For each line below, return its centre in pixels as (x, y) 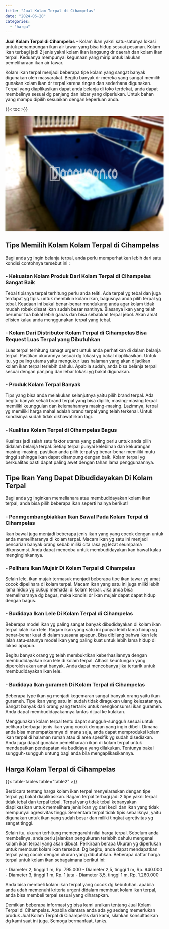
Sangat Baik (20, 282)
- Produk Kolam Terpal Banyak (43, 385)
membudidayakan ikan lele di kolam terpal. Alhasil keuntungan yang (75, 661)
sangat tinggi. (19, 823)
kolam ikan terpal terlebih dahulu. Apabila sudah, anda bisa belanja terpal (81, 366)
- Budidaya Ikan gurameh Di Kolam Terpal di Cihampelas (75, 685)
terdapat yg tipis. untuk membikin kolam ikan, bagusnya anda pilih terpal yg (83, 298)
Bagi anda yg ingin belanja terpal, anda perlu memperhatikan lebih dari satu (83, 258)
